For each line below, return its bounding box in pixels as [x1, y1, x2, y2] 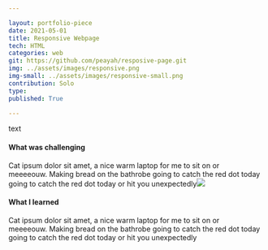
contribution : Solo [8, 79, 75, 88]
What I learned [8, 197, 59, 207]
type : [8, 87, 27, 95]
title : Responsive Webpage [8, 34, 100, 42]
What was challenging [8, 142, 85, 152]
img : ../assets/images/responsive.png [8, 64, 140, 73]
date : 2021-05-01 [8, 26, 67, 35]
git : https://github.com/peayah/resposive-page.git [8, 57, 187, 65]
